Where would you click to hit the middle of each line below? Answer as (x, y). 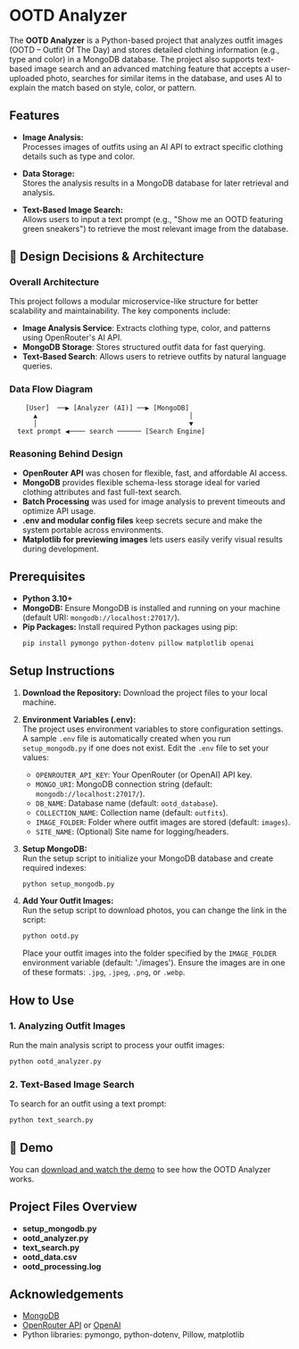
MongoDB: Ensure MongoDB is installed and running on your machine (151, 608)
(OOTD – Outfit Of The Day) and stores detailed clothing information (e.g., (145, 49)
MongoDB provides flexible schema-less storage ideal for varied (141, 483)
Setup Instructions (62, 671)
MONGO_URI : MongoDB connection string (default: (124, 784)
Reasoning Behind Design (66, 453)
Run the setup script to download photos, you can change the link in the (154, 910)
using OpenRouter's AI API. (72, 338)
